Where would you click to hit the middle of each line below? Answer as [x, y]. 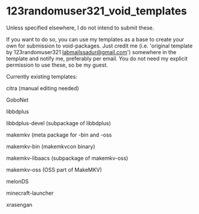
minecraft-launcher [30, 193]
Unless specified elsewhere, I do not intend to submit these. [80, 28]
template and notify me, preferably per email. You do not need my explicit [97, 58]
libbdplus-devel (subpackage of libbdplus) [59, 123]
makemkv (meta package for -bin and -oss [59, 135]
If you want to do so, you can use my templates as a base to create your [95, 39]
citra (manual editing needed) [43, 88]
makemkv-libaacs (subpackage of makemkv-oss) [67, 158]
